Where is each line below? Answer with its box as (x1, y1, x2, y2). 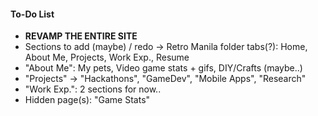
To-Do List (10, 8, 55, 20)
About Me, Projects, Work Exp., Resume (24, 51, 190, 64)
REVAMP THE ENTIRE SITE (24, 30, 138, 42)
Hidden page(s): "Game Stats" (24, 94, 151, 106)
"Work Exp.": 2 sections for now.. (24, 83, 162, 95)
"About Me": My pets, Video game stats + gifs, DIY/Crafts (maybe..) (24, 62, 303, 74)
